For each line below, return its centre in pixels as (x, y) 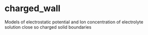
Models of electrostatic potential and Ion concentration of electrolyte (74, 22)
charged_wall (33, 9)
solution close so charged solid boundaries (48, 27)
